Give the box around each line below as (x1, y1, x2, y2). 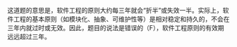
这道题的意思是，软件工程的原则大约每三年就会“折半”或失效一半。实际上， (7, 6, 224, 14)
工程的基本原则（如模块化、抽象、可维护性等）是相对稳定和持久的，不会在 (13, 15, 230, 23)
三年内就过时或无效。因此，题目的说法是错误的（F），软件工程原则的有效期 (7, 24, 224, 32)
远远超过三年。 (7, 32, 51, 41)
